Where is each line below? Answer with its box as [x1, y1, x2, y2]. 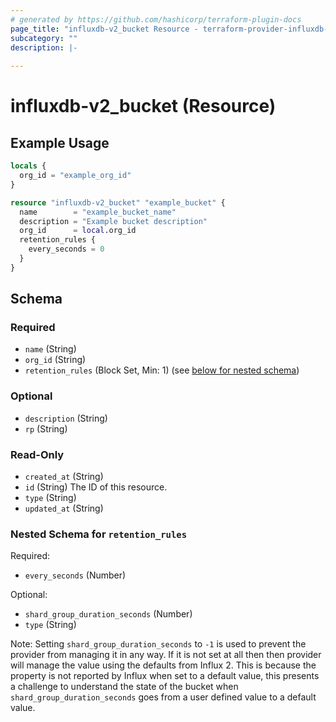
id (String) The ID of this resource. [24, 481, 168, 493]
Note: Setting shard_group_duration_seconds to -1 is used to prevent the [10, 638, 307, 650]
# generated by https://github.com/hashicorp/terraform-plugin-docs [10, 14, 302, 25]
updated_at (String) [24, 502, 104, 515]
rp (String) [24, 422, 68, 435]
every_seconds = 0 [28, 244, 105, 255]
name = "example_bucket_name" [19, 207, 177, 217]
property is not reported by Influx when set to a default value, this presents [10, 670, 320, 682]
